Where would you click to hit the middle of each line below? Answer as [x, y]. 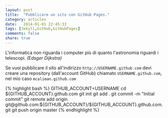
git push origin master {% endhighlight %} [56, 110]
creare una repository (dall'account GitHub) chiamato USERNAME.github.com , [83, 73]
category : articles [26, 19]
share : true [18, 38]
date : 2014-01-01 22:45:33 [36, 24]
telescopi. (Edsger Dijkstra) [34, 58]
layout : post [19, 10]
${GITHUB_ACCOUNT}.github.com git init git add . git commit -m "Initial [80, 94]
